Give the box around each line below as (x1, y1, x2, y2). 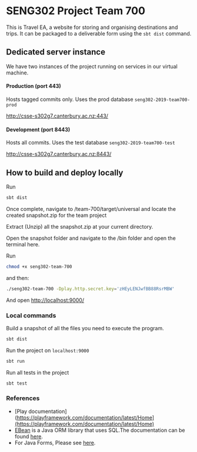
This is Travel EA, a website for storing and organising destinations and (6, 24, 178, 31)
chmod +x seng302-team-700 (6, 264, 72, 269)
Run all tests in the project (6, 369, 69, 376)
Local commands (6, 311, 56, 320)
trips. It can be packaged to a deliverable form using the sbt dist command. (6, 30, 192, 37)
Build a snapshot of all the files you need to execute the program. (6, 324, 164, 331)
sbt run (6, 358, 25, 364)
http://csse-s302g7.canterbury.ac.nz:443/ (6, 112, 109, 119)
